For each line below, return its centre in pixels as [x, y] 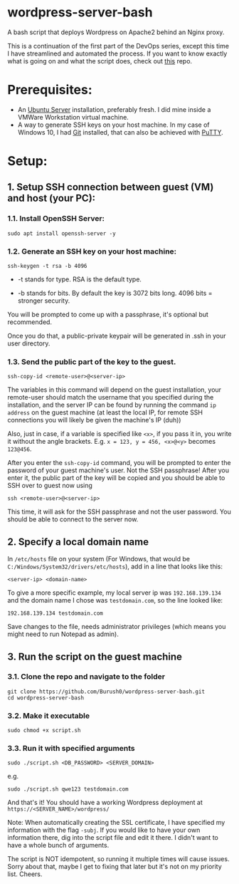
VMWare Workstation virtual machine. [73, 117]
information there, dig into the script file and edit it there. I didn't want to [113, 838]
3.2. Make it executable [49, 715]
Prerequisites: [50, 90]
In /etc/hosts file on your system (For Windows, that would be [99, 559]
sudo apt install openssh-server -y [62, 233]
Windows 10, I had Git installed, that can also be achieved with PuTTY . [121, 132]
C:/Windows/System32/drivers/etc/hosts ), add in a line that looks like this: [115, 566]
